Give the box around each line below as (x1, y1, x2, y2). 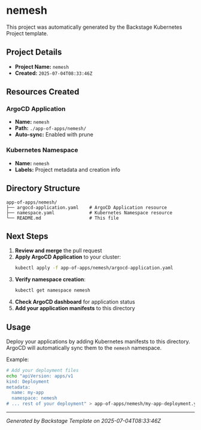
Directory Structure (6, 183, 81, 193)
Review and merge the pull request (14, 247, 102, 255)
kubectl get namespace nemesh (14, 287, 91, 293)
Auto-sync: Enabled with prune (14, 131, 94, 138)
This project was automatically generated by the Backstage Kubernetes (6, 23, 182, 31)
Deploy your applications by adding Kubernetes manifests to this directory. (6, 338, 190, 345)
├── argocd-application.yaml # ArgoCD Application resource (6, 204, 167, 210)
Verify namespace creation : (14, 276, 86, 283)
